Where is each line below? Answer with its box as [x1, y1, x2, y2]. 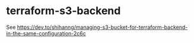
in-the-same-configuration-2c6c [6, 29, 86, 37]
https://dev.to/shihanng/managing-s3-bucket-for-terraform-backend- [17, 24, 188, 31]
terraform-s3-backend [6, 4, 121, 18]
